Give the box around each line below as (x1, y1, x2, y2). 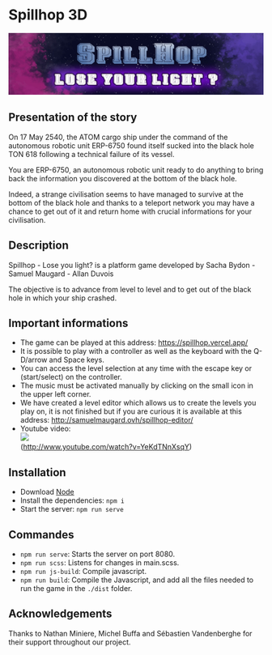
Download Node (19, 487, 74, 497)
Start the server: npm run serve (19, 504, 124, 514)
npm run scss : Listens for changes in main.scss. (19, 558, 180, 568)
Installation (8, 466, 66, 479)
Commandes (8, 528, 74, 542)
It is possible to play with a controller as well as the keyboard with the (19, 347, 253, 356)
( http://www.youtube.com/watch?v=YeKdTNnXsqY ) (19, 442, 193, 452)
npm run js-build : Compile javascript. (19, 567, 147, 576)
